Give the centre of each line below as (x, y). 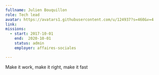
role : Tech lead (22, 15)
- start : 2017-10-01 (32, 34)
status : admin (29, 43)
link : (11, 24)
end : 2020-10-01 (33, 39)
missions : (16, 29)
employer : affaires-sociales (45, 48)
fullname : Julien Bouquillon (36, 10)
